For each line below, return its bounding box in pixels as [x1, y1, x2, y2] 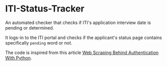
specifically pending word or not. [5, 39, 72, 45]
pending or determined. [5, 24, 54, 30]
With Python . [5, 54, 32, 60]
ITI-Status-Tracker [5, 3, 85, 14]
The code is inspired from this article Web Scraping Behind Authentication [5, 49, 159, 55]
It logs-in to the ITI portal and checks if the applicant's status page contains [5, 34, 162, 40]
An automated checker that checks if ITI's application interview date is [5, 19, 151, 25]
